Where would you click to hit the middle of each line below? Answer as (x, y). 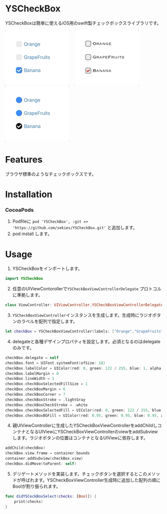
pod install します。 (32, 234)
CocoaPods (19, 210)
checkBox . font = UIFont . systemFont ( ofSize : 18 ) (55, 363)
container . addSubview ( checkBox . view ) (44, 459)
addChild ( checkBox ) (25, 448)
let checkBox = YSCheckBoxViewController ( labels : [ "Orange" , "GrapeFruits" (84, 332)
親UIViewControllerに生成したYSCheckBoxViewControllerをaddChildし (85, 426)
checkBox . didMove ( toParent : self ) (41, 464)
